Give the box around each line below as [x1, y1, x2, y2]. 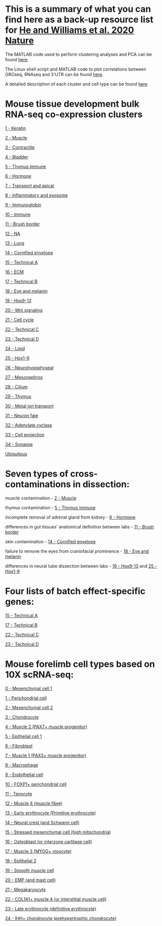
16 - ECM [5, 268, 24, 275]
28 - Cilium [5, 384, 28, 390]
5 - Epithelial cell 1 [5, 733, 42, 739]
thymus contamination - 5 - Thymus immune [5, 504, 96, 510]
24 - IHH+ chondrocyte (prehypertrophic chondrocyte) [5, 915, 117, 921]
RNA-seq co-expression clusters [5, 109, 143, 120]
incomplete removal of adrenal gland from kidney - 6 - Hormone [5, 514, 136, 520]
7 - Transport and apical [5, 182, 54, 188]
